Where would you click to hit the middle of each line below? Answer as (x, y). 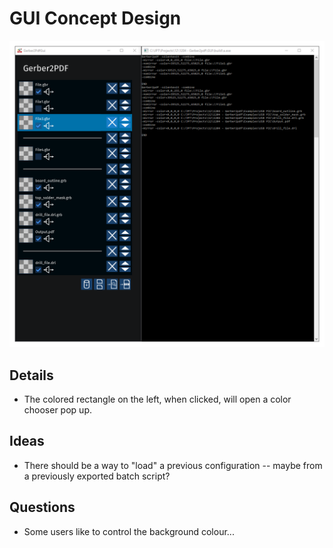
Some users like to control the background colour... (129, 531)
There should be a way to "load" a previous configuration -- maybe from (173, 465)
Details (31, 375)
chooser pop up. (57, 409)
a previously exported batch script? (97, 476)
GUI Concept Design (95, 18)
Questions (42, 507)
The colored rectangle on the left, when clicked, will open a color (157, 399)
